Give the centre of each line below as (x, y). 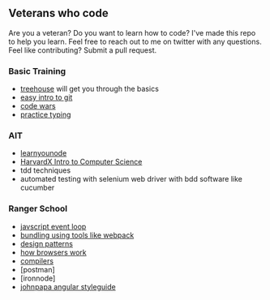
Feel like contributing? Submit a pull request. (83, 50)
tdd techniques (45, 170)
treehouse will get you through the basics (90, 89)
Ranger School (38, 208)
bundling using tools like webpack (77, 235)
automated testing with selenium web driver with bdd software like (131, 179)
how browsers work (53, 252)
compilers (37, 261)
